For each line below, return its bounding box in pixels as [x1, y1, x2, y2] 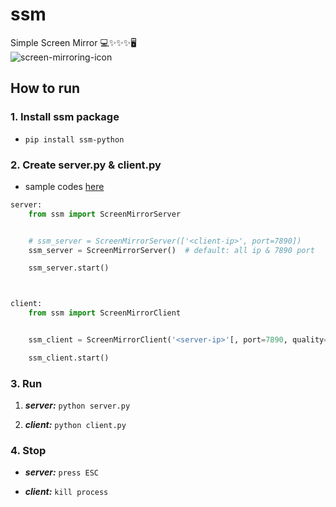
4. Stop [10, 444, 47, 458]
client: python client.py [24, 419, 127, 431]
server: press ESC [24, 466, 99, 478]
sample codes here [24, 180, 105, 192]
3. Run [10, 376, 43, 390]
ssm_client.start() [28, 353, 110, 363]
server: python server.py [24, 399, 131, 412]
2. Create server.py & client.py [10, 158, 162, 172]
